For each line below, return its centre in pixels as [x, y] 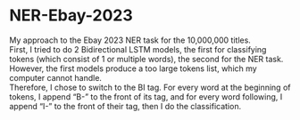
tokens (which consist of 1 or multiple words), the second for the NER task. [146, 59]
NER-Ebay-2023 [71, 16]
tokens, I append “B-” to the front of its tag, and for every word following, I [146, 96]
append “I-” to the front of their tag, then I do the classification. [125, 106]
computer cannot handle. [56, 77]
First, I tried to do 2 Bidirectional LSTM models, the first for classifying [138, 49]
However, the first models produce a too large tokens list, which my [133, 68]
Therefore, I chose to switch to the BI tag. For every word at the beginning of [150, 87]
